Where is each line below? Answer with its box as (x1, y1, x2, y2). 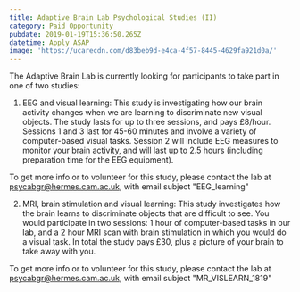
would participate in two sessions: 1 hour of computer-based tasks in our (21, 218, 291, 229)
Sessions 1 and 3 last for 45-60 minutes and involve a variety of (21, 126, 257, 137)
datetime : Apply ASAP (9, 38, 90, 47)
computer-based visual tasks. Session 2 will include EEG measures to (21, 136, 279, 146)
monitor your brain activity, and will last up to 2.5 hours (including (21, 145, 263, 156)
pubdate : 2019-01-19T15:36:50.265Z (9, 29, 142, 38)
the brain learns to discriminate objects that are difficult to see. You (21, 208, 270, 219)
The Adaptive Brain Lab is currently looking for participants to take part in (9, 71, 279, 81)
